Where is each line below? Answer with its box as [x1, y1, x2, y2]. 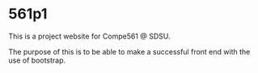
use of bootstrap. [8, 55, 66, 65]
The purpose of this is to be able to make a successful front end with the [8, 47, 251, 56]
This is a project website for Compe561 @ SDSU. [8, 31, 171, 41]
